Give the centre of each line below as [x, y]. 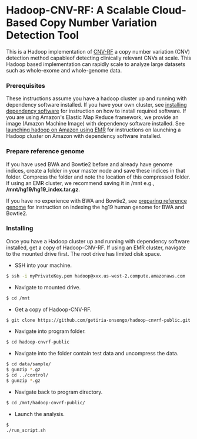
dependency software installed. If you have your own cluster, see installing [96, 105]
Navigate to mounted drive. [48, 287]
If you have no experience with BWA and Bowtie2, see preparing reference [96, 200]
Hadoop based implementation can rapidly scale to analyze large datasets [96, 64]
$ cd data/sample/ [29, 364]
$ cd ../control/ [27, 375]
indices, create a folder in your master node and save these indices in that [96, 170]
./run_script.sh [26, 430]
